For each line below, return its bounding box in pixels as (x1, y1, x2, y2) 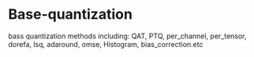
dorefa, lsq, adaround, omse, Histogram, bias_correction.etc (8, 39, 204, 48)
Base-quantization (8, 5, 133, 23)
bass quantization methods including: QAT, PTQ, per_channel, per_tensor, (8, 31, 247, 41)
